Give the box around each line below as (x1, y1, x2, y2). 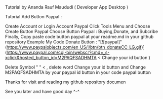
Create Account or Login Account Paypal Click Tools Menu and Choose (5, 23, 151, 29)
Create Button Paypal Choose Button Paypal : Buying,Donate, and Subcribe (5, 29, 158, 34)
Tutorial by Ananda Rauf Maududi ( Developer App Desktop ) (5, 4, 128, 10)
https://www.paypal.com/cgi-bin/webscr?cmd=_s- (6, 49, 110, 55)
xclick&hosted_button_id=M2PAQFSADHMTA (5, 55, 97, 61)
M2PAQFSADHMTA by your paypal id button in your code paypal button (5, 69, 151, 75)
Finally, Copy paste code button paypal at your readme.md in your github (5, 34, 154, 39)
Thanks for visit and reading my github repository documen (5, 79, 126, 85)
